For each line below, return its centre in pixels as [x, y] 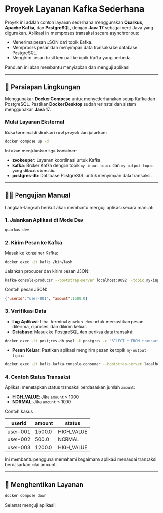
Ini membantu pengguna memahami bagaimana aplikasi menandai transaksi [81, 459]
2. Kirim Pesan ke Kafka [33, 242]
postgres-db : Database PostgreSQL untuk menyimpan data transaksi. [82, 175]
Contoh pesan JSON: [26, 289]
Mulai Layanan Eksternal [35, 122]
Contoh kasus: [19, 411]
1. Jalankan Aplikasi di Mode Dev [44, 220]
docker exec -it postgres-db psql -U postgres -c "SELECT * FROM [72, 341]
